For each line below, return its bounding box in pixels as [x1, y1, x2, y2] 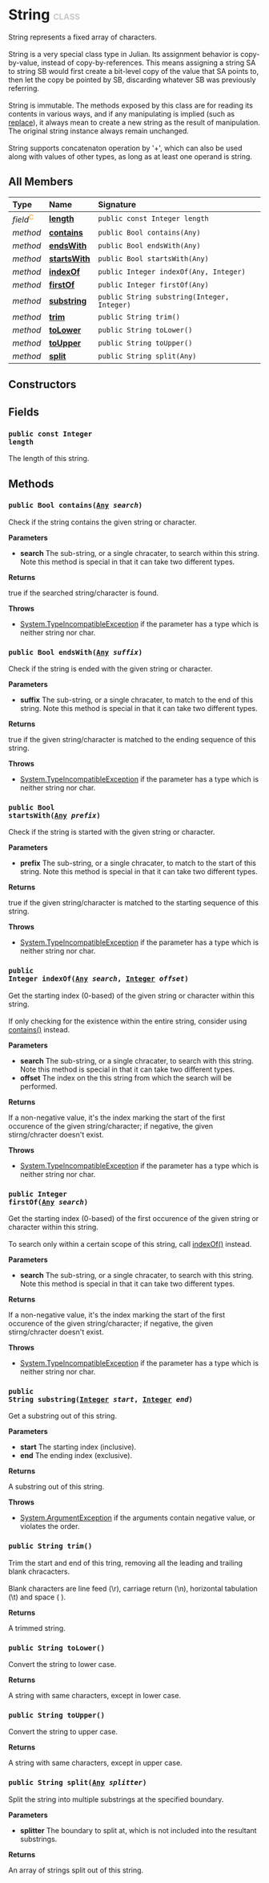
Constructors [8, 378, 77, 391]
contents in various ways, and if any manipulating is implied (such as [8, 108, 235, 118]
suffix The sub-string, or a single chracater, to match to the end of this [19, 695, 254, 705]
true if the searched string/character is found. [8, 588, 159, 598]
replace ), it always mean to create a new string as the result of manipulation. [8, 117, 260, 127]
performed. [19, 1081, 58, 1091]
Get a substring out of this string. [8, 1411, 118, 1421]
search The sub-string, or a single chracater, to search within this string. [19, 548, 260, 558]
